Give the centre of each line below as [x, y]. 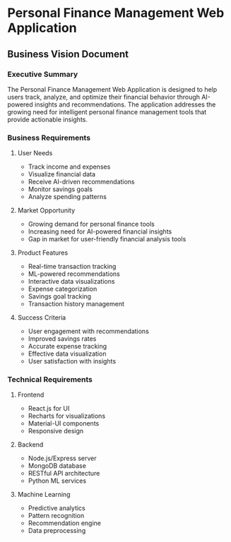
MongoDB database [57, 466]
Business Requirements [49, 138]
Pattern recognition [56, 516]
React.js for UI [49, 409]
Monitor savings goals [60, 189]
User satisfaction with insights [72, 361]
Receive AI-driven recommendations [82, 182]
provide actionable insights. [48, 119]
